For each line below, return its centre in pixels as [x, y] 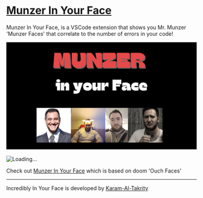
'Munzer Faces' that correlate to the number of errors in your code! [90, 33]
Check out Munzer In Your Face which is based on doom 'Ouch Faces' [94, 171]
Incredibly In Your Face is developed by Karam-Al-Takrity [77, 188]
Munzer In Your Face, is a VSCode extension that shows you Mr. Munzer [96, 27]
